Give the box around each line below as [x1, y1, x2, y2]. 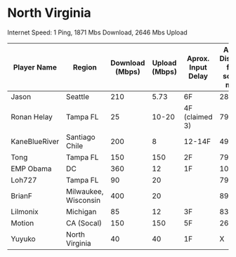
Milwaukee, [65, 186, 104, 196]
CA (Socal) [65, 218, 103, 228]
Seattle [65, 91, 90, 101]
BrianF [11, 191, 33, 201]
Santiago [65, 132, 96, 142]
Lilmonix [11, 206, 39, 216]
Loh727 [11, 175, 37, 185]
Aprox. [186, 53, 210, 63]
